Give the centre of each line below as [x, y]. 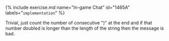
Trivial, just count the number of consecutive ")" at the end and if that [79, 23]
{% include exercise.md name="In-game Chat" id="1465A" [68, 7]
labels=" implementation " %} [35, 13]
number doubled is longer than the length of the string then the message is [85, 28]
